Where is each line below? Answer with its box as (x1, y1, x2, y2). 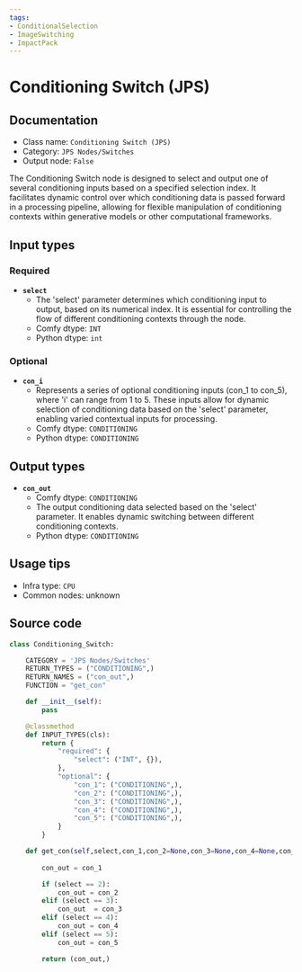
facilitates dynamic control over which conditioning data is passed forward (9, 192, 286, 203)
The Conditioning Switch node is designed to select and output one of (9, 173, 269, 184)
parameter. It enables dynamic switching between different (35, 512, 254, 522)
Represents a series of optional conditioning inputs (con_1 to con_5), (35, 385, 288, 396)
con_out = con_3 (57, 905, 123, 914)
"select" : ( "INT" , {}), (73, 755, 164, 764)
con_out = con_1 (41, 863, 102, 872)
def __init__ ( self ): (25, 698, 102, 707)
